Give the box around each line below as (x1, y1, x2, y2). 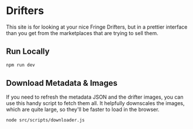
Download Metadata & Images (6, 78, 118, 88)
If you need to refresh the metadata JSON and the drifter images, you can (6, 93, 184, 100)
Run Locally (6, 47, 50, 57)
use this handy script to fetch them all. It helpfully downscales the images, (6, 100, 185, 107)
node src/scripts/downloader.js (6, 117, 85, 123)
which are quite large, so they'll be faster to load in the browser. (6, 106, 160, 113)
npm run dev (6, 62, 35, 68)
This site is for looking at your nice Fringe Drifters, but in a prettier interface (6, 23, 188, 30)
